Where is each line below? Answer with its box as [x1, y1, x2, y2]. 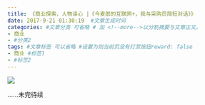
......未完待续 [7, 90, 44, 99]
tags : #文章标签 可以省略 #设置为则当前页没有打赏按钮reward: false [7, 43, 193, 50]
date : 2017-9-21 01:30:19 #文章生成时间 [7, 17, 126, 24]
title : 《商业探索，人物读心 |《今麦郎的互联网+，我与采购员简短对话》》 [7, 10, 196, 18]
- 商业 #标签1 [7, 50, 45, 57]
